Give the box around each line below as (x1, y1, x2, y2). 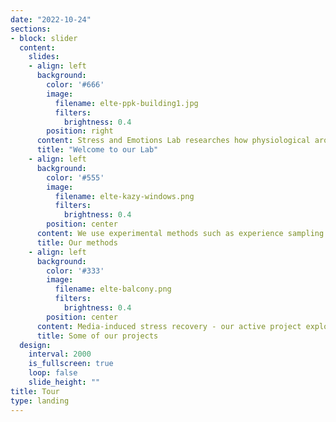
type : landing (10, 396, 70, 406)
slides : (28, 52, 60, 62)
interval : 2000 (28, 349, 92, 360)
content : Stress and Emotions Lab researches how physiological (36, 136, 311, 146)
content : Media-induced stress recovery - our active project (36, 321, 302, 331)
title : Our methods (36, 237, 118, 248)
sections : (10, 24, 52, 34)
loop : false (28, 368, 78, 378)
